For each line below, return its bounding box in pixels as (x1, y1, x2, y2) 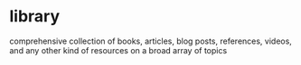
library (9, 6, 61, 27)
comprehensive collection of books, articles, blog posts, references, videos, (9, 36, 292, 46)
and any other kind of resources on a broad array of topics (9, 45, 228, 55)
